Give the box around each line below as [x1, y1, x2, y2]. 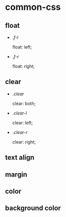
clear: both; [12, 100, 36, 106]
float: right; [12, 64, 35, 69]
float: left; [12, 44, 32, 50]
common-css [5, 1, 61, 13]
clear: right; [12, 139, 36, 145]
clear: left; [12, 120, 33, 126]
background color [5, 204, 61, 213]
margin [5, 170, 28, 179]
